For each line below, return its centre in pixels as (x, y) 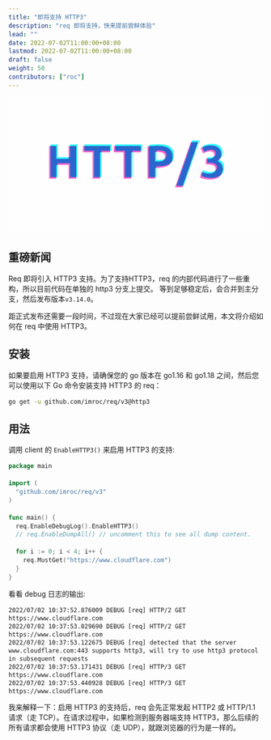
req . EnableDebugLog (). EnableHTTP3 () (77, 526)
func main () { (32, 517)
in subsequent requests (49, 659)
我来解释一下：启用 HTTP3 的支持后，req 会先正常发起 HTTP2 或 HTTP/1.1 (132, 707)
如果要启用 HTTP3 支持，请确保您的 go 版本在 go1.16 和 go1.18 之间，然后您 (134, 375)
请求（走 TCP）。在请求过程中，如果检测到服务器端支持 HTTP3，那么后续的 (133, 717)
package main (30, 466)
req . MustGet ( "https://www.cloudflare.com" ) (97, 560)
